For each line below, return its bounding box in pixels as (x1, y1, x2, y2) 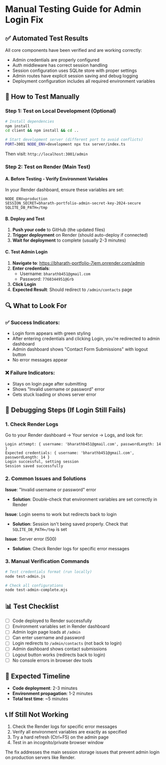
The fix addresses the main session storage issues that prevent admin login (5, 749, 160, 755)
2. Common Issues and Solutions (5, 475, 86, 482)
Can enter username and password (12, 635, 85, 641)
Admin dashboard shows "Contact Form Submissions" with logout (12, 346, 148, 353)
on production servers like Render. (5, 755, 76, 761)
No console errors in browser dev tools (12, 657, 93, 663)
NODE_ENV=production (5, 196, 48, 202)
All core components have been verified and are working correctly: (5, 47, 143, 53)
